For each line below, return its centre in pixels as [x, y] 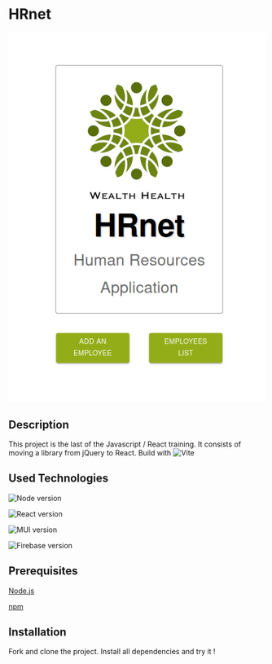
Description [39, 424]
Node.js [22, 591]
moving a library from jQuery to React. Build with [90, 452]
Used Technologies [58, 479]
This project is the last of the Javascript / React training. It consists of [125, 444]
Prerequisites [43, 571]
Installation [37, 632]
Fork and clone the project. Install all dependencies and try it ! [112, 652]
